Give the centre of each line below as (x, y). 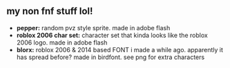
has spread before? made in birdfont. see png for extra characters (111, 57)
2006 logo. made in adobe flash (62, 42)
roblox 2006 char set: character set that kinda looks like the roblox (112, 35)
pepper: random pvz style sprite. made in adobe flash (93, 27)
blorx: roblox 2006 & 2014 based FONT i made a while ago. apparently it (120, 49)
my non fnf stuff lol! (50, 11)
